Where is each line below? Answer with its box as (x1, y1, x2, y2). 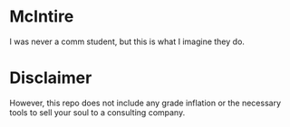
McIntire (9, 6, 74, 27)
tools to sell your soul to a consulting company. (9, 106, 186, 118)
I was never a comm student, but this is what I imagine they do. (9, 36, 245, 47)
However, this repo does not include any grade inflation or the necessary (9, 97, 282, 108)
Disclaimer (9, 68, 92, 88)
